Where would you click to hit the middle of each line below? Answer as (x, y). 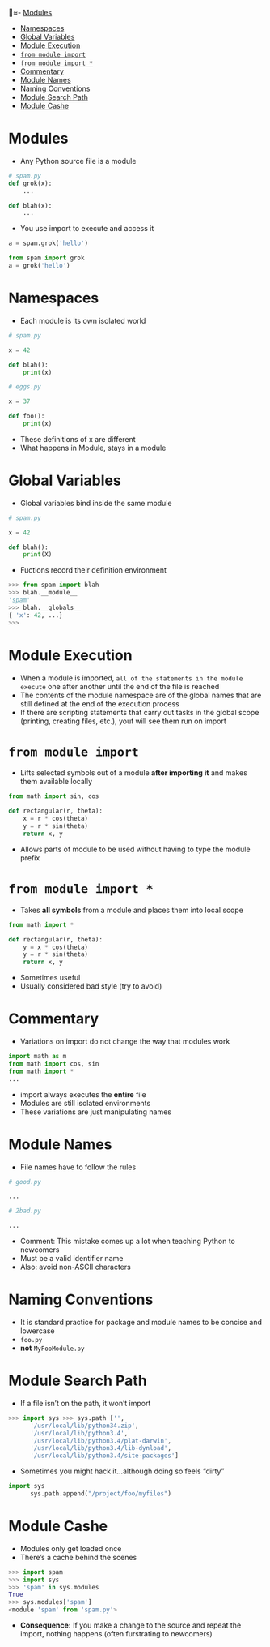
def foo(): (27, 416)
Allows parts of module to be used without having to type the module (135, 849)
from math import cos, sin (54, 1064)
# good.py (25, 1182)
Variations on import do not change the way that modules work (125, 1041)
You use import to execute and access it (87, 229)
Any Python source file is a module (78, 161)
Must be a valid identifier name (72, 1258)
